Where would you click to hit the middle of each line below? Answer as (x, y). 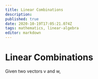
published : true (22, 19)
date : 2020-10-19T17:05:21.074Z (39, 24)
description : (19, 14)
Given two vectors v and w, (33, 71)
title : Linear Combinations (34, 10)
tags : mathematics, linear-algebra (42, 28)
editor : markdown (23, 33)
